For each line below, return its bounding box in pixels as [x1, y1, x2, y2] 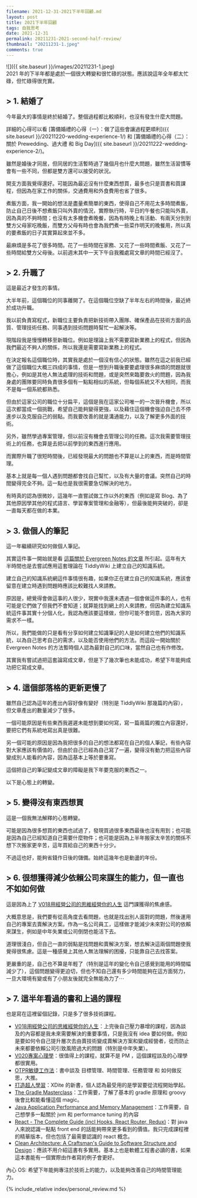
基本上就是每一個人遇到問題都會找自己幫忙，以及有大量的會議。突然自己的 [6, 473, 186, 480]
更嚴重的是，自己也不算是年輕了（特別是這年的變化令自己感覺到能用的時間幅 [6, 960, 191, 967]
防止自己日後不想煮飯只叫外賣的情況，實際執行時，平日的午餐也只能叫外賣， [6, 207, 191, 214]
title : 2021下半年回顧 [6, 19, 57, 25]
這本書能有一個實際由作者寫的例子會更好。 [14, 1154, 118, 1161]
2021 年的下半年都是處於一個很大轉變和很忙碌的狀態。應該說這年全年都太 [6, 70, 184, 77]
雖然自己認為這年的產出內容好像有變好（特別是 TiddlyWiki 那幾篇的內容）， [6, 700, 186, 706]
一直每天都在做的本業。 [6, 507, 63, 514]
